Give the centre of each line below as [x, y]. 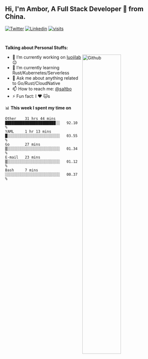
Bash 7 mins [22, 170]
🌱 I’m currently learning [36, 67]
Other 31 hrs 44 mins [30, 118]
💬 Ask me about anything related [45, 78]
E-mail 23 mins [23, 157]
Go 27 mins [23, 144]
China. [15, 17]
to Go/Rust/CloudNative [36, 83]
